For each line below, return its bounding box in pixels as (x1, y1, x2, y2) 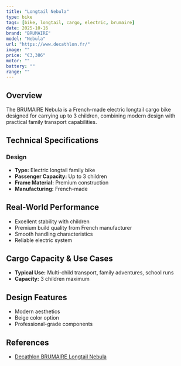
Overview (6, 90, 43, 100)
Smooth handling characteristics (14, 230, 93, 237)
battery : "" (6, 63, 35, 69)
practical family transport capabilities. (6, 119, 97, 126)
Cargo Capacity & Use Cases (6, 253, 113, 263)
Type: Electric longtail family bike (14, 166, 95, 173)
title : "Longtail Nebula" (6, 8, 69, 15)
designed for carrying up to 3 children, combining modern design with (6, 112, 176, 119)
